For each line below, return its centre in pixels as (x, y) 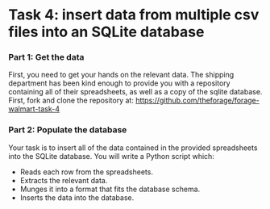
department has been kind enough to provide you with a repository (120, 83)
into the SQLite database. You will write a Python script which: (112, 156)
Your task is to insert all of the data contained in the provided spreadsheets (133, 148)
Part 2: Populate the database (68, 130)
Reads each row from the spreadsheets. (86, 172)
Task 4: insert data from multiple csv (134, 15)
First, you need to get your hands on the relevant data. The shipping (121, 75)
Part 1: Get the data (46, 57)
